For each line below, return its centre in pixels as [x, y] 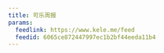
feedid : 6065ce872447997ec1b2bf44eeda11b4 [86, 37]
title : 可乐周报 [32, 15]
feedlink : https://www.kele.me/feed [75, 30]
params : [21, 23]
